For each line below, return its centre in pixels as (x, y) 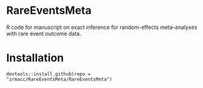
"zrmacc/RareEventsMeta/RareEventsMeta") (59, 79)
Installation (35, 58)
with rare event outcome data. (44, 33)
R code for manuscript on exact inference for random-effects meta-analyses (102, 27)
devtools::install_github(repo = (48, 74)
